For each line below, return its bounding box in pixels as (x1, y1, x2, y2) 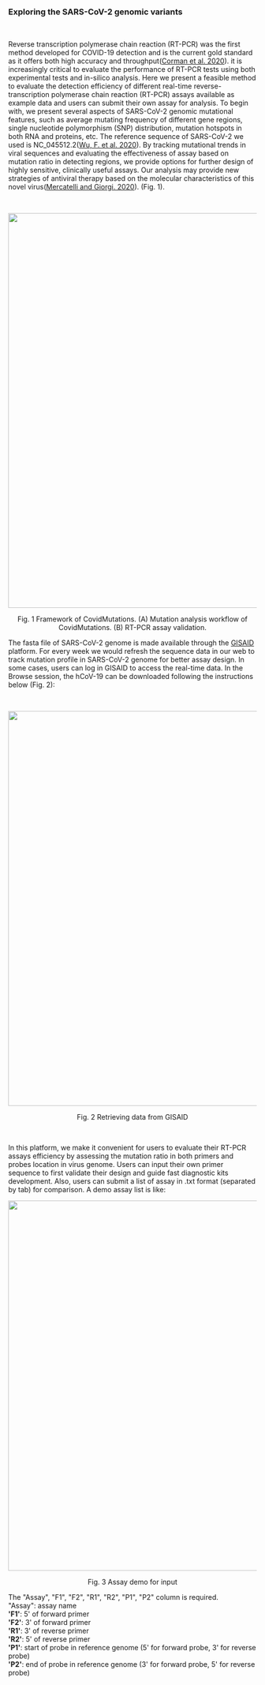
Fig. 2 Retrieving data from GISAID (77, 1113, 188, 1122)
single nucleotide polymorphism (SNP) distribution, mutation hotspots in (8, 123, 242, 133)
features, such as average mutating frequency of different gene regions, (8, 115, 243, 125)
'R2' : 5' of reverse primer (8, 1634, 91, 1644)
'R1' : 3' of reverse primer (8, 1626, 89, 1636)
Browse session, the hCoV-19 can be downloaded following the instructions (8, 672, 254, 681)
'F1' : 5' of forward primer (8, 1609, 90, 1619)
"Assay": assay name (8, 1601, 77, 1611)
